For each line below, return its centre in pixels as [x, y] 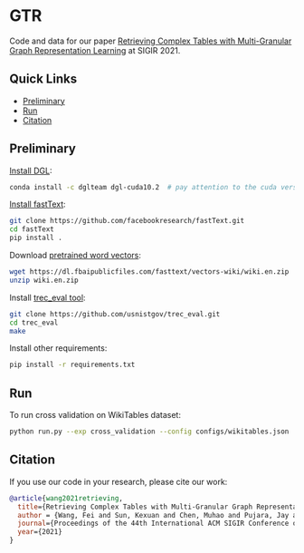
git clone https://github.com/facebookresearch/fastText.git [127, 221]
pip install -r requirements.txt [72, 365]
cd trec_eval [34, 323]
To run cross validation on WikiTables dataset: [95, 415]
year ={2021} [40, 532]
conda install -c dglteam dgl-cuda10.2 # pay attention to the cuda [143, 187]
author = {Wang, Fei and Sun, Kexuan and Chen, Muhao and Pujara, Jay [153, 515]
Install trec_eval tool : [47, 297]
